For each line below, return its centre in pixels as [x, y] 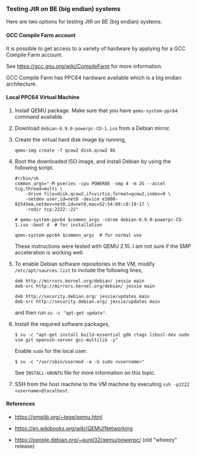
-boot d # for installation [66, 225]
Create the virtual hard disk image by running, [70, 139]
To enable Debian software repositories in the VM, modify [85, 264]
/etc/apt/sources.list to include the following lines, [79, 270]
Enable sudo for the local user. [51, 351]
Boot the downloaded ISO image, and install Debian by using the [93, 161]
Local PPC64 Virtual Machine [43, 97]
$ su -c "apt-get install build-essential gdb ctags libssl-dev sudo [102, 335]
